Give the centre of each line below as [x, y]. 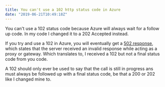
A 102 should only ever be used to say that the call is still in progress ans [79, 68]
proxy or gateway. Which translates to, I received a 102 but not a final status [82, 54]
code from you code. [27, 59]
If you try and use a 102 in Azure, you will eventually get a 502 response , [79, 43]
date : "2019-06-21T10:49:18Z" [36, 14]
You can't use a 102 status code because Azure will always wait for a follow [82, 28]
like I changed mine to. [28, 79]
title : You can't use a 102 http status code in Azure [63, 10]
